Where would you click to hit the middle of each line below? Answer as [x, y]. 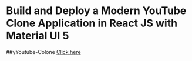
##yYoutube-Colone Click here [43, 52]
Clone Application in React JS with [92, 23]
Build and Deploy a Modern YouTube [96, 11]
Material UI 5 [38, 36]
